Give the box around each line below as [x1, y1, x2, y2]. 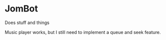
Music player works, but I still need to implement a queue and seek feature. [5, 29, 161, 35]
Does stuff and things [5, 19, 50, 25]
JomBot [5, 3, 38, 14]
